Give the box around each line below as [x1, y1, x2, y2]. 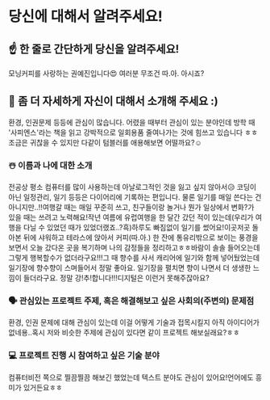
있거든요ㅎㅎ [23, 382, 63, 392]
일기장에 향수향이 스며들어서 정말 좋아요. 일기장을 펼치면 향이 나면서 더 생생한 [8, 263, 251, 273]
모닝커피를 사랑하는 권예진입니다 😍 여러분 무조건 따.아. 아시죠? [8, 69, 205, 78]
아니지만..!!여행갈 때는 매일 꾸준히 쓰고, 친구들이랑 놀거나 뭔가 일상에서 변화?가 [8, 203, 255, 213]
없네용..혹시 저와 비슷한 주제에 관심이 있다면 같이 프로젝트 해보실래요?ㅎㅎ [8, 328, 240, 338]
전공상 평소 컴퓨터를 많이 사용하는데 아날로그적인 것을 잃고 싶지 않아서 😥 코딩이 [8, 183, 256, 192]
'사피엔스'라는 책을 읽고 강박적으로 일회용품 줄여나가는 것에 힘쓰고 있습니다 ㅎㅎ [8, 127, 258, 137]
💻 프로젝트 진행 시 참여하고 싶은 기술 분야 [8, 350, 160, 361]
